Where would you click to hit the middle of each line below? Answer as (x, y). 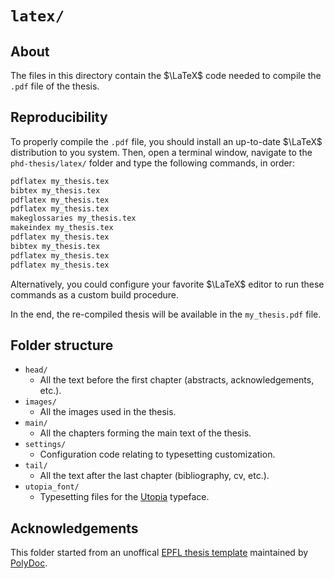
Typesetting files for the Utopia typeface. (124, 497)
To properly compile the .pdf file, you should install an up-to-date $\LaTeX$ (166, 141)
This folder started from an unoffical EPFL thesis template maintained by (159, 553)
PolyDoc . (29, 563)
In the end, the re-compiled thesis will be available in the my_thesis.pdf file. (166, 314)
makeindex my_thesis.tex (62, 228)
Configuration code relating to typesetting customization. (157, 454)
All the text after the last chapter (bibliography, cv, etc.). (154, 476)
